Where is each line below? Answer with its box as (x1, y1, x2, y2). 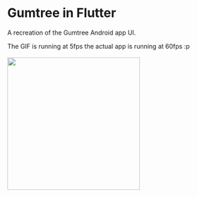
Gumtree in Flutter (7, 5, 117, 21)
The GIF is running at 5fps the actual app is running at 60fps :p (7, 42, 190, 50)
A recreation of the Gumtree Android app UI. (7, 28, 136, 37)
